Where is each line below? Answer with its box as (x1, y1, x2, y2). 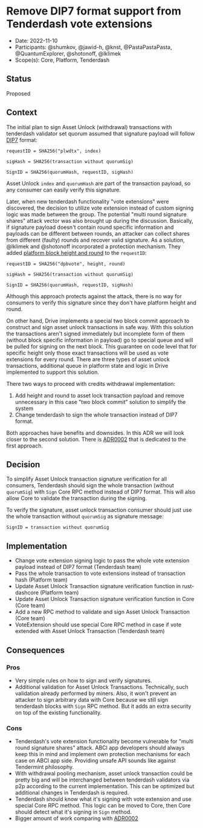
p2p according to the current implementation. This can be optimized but (14, 783, 195, 790)
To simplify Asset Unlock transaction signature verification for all (6, 475, 167, 483)
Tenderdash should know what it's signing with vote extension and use (14, 795, 192, 803)
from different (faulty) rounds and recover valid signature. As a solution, (6, 236, 185, 243)
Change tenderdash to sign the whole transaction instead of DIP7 (14, 411, 178, 418)
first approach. (6, 442, 43, 449)
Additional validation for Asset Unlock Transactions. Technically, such (14, 683, 188, 690)
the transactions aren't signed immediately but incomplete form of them (6, 330, 185, 337)
